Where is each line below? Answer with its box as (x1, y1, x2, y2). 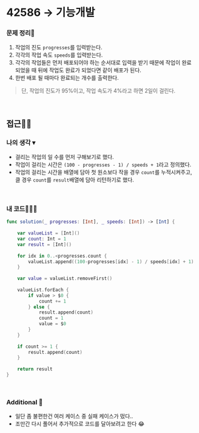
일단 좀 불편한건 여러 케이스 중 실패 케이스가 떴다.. (15, 412, 133, 420)
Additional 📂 (6, 398, 44, 406)
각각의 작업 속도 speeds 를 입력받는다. (15, 51, 103, 58)
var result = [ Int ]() (17, 241, 72, 247)
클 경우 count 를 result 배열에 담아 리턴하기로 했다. (15, 176, 135, 183)
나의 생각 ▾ (6, 138, 36, 147)
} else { (28, 304, 50, 310)
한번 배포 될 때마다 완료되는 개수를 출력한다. (15, 74, 120, 82)
